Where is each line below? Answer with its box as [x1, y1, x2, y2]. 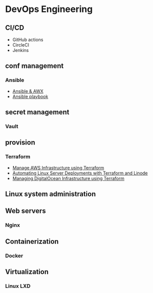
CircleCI [12, 42, 29, 48]
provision [5, 138, 35, 147]
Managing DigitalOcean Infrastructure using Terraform [12, 175, 125, 181]
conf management [5, 61, 64, 70]
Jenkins [12, 47, 29, 53]
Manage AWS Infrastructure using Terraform [12, 164, 104, 170]
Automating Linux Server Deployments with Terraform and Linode [12, 170, 148, 176]
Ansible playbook [12, 93, 48, 99]
